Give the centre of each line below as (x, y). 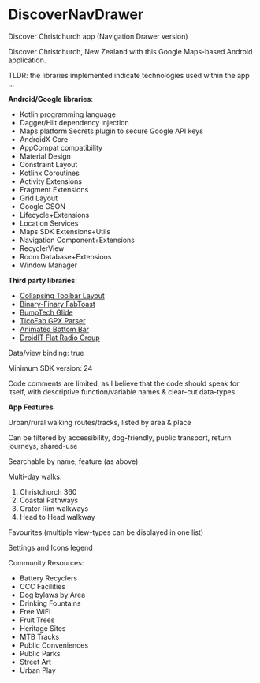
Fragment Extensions (54, 189)
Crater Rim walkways (54, 508)
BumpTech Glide (46, 312)
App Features (31, 407)
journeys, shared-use (43, 446)
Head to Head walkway (58, 517)
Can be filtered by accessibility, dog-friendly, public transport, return (120, 437)
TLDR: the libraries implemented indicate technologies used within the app (129, 75)
